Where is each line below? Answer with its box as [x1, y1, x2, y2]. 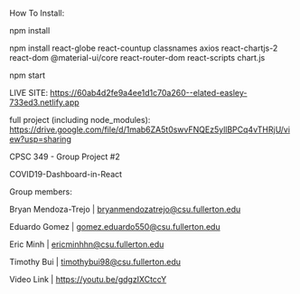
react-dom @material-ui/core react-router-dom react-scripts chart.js [9, 52, 266, 62]
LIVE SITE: [9, 88, 48, 98]
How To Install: [9, 8, 65, 18]
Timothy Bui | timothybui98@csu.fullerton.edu [9, 257, 181, 267]
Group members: [9, 186, 72, 197]
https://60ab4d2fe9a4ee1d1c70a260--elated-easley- [49, 88, 248, 98]
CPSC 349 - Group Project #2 [9, 151, 120, 162]
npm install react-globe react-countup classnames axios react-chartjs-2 [9, 43, 278, 53]
